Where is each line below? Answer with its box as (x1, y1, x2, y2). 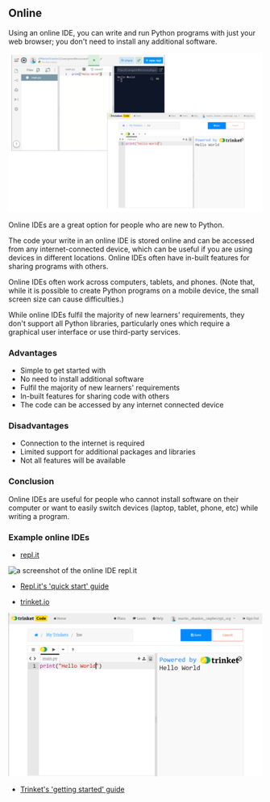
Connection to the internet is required (19, 438, 145, 448)
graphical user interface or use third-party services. (8, 327, 181, 336)
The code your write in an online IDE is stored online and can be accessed (8, 235, 255, 245)
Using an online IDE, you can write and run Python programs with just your (8, 27, 256, 37)
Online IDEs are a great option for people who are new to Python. (8, 220, 224, 230)
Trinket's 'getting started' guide (19, 784, 125, 795)
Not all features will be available (19, 456, 127, 466)
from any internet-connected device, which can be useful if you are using (8, 244, 253, 254)
